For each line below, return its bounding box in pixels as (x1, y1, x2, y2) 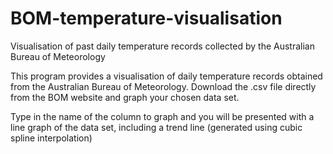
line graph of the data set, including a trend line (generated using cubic (10, 121, 303, 133)
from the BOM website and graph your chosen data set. (10, 91, 240, 103)
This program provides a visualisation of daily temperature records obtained (10, 70, 323, 82)
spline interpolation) (10, 132, 93, 144)
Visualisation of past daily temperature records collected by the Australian (10, 40, 315, 52)
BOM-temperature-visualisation (10, 7, 283, 30)
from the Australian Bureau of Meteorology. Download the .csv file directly (10, 80, 317, 92)
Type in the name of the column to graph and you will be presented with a (10, 110, 315, 122)
